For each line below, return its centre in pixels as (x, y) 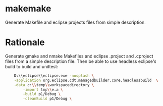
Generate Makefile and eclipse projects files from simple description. (76, 22)
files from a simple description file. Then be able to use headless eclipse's (81, 61)
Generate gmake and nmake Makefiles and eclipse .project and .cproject (79, 56)
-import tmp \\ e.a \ (43, 90)
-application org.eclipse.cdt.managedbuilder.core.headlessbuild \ (86, 80)
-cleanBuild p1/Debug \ (47, 99)
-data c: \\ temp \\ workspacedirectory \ (54, 85)
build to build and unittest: (32, 66)
